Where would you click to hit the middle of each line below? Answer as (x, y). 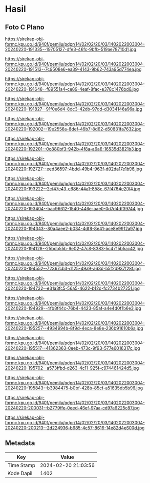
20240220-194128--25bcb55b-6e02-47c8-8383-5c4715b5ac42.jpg (74, 248)
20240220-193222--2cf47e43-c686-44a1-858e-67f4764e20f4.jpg (73, 189)
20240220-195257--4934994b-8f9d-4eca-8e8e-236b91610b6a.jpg (74, 328)
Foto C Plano (25, 27)
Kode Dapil (20, 473)
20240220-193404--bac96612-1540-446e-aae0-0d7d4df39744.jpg (74, 209)
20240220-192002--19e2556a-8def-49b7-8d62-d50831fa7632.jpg (73, 129)
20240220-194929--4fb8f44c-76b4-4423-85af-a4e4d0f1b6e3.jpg (73, 308)
